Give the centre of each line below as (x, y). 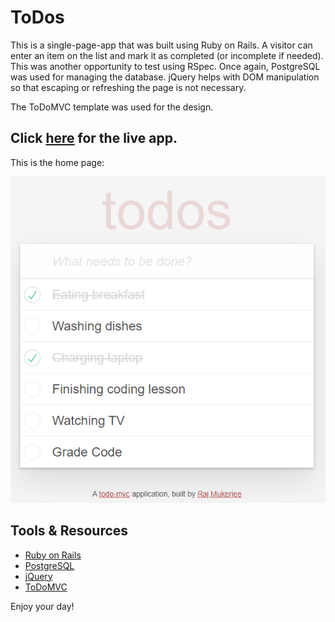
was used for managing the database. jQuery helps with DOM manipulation (165, 77)
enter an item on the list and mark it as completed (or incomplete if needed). (167, 55)
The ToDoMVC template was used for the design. (112, 107)
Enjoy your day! (42, 606)
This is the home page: (57, 162)
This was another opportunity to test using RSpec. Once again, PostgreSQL (165, 66)
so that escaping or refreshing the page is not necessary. (128, 87)
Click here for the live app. (94, 138)
